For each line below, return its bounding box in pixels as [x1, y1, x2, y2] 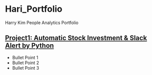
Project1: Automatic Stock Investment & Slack [5, 34, 148, 42]
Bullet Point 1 [12, 54, 38, 60]
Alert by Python [5, 42, 54, 50]
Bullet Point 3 [12, 65, 39, 71]
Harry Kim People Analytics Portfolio [5, 20, 79, 25]
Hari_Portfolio [5, 3, 63, 15]
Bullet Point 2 [12, 60, 39, 66]
